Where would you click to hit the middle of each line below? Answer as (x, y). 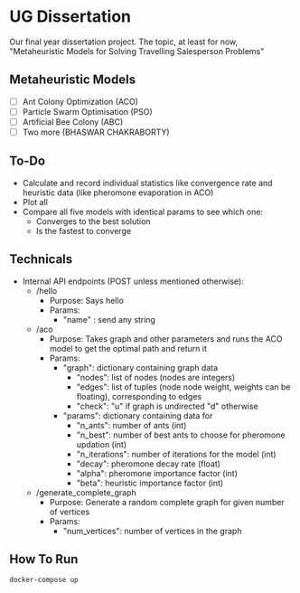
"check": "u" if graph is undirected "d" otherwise (168, 406)
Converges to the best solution (93, 221)
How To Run (44, 559)
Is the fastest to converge (84, 231)
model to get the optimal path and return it (128, 348)
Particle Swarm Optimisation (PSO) (88, 111)
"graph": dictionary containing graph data (141, 367)
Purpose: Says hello (87, 300)
